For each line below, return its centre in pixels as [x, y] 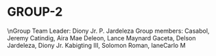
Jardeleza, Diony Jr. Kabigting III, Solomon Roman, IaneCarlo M [97, 45]
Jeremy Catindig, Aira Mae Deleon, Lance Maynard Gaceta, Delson [101, 38]
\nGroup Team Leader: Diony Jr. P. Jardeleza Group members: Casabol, [108, 31]
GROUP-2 [35, 12]
